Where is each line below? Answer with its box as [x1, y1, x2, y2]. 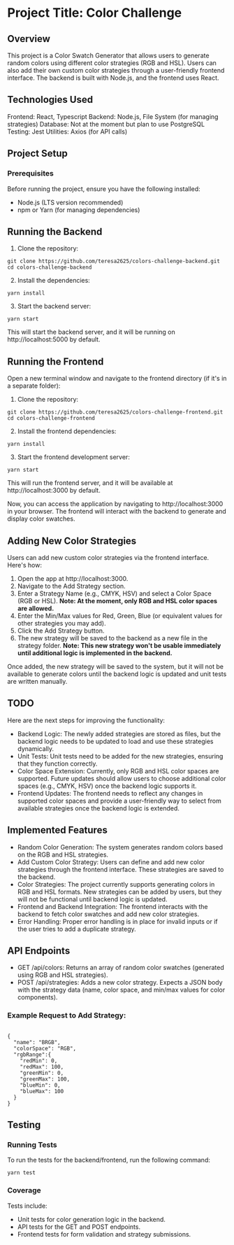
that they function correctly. [17, 759, 98, 768]
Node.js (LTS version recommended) [17, 198, 124, 206]
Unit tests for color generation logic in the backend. [17, 1215, 166, 1223]
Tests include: [7, 1202, 47, 1210]
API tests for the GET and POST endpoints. [17, 1223, 141, 1231]
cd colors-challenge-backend [7, 264, 92, 271]
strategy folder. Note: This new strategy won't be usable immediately [17, 641, 221, 649]
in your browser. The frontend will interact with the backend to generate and [7, 507, 227, 516]
